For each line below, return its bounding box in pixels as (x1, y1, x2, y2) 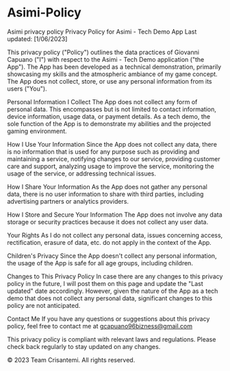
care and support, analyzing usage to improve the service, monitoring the (7, 162, 214, 170)
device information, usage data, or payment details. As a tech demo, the (7, 112, 211, 121)
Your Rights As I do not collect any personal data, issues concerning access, (7, 231, 223, 239)
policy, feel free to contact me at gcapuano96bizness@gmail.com (7, 322, 193, 330)
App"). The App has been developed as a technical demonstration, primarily (7, 62, 222, 71)
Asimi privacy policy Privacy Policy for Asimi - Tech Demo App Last (7, 27, 197, 36)
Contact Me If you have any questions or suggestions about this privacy (7, 314, 210, 323)
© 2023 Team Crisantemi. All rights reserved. (7, 355, 136, 364)
